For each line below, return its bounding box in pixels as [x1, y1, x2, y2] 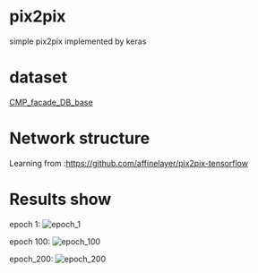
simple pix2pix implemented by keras [9, 36, 147, 47]
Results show [9, 190, 112, 209]
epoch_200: [9, 253, 54, 264]
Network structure [9, 128, 150, 149]
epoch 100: [9, 235, 51, 247]
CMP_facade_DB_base [9, 97, 93, 107]
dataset [9, 67, 68, 88]
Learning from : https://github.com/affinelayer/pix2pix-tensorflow [9, 158, 249, 168]
